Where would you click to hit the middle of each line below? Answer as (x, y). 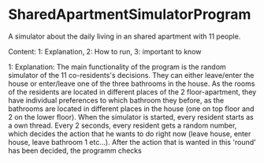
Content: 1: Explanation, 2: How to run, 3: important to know (105, 51)
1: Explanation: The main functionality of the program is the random (117, 67)
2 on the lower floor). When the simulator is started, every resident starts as (131, 117)
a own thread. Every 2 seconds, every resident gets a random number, (123, 125)
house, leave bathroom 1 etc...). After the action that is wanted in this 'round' (132, 142)
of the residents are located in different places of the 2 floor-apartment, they (132, 91)
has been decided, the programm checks (75, 150)
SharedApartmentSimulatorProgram (130, 15)
